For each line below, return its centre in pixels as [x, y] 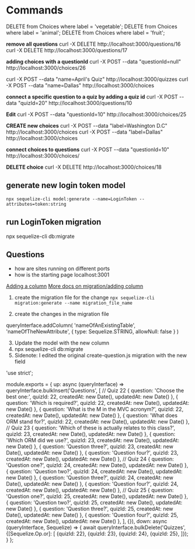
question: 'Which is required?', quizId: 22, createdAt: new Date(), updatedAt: [98, 403]
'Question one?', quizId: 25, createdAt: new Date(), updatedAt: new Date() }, [97, 496]
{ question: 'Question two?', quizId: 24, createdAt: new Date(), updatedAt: [94, 472]
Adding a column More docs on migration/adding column [75, 286]
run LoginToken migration [54, 222]
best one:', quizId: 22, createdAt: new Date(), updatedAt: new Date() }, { [92, 397]
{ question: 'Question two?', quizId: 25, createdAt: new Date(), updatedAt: [94, 503]
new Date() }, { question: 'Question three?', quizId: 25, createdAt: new [90, 509]
